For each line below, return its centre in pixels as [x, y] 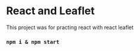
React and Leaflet [51, 11]
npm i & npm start [33, 42]
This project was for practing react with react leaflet [70, 27]
